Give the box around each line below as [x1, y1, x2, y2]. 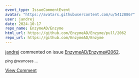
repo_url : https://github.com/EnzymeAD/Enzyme [5, 35, 104, 40]
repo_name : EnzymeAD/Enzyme [5, 26, 64, 31]
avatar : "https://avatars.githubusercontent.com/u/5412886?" [5, 12, 135, 17]
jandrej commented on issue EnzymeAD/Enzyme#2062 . [5, 48, 120, 55]
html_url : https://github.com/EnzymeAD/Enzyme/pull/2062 [5, 30, 126, 35]
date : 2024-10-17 [5, 21, 41, 26]
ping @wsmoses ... [5, 58, 38, 63]
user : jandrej [5, 16, 35, 21]
